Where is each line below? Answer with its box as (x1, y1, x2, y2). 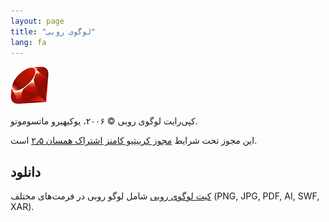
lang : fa (10, 37, 47, 47)
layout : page (10, 16, 65, 26)
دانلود (10, 163, 42, 180)
